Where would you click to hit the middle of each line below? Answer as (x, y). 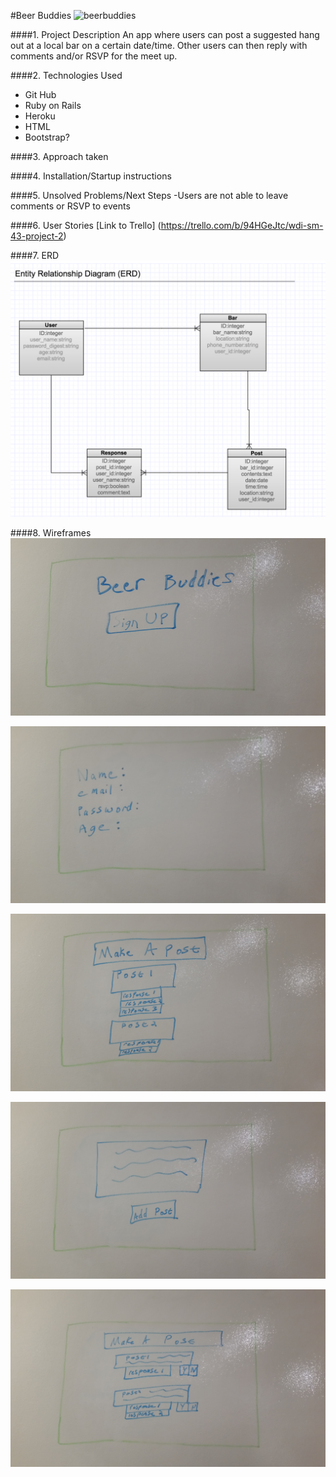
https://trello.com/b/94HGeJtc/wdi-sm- (242, 225)
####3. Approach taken (59, 156)
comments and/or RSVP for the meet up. (94, 56)
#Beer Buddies (41, 15)
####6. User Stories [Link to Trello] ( (86, 225)
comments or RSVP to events (70, 206)
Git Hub (40, 94)
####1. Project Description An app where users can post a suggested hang (165, 34)
